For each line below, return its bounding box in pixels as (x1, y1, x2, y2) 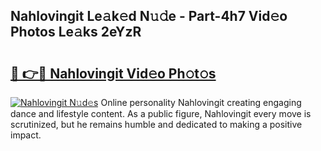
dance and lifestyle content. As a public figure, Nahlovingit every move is (10, 108, 312, 119)
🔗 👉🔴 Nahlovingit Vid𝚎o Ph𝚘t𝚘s (10, 65, 217, 82)
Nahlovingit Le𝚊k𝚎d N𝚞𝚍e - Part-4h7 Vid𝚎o (10, 8, 288, 25)
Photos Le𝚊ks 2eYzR (10, 24, 142, 41)
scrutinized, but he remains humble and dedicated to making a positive (10, 119, 303, 130)
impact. (10, 129, 42, 141)
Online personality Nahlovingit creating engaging (100, 97, 302, 108)
